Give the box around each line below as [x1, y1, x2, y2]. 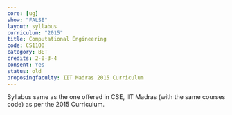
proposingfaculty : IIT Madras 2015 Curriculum [7, 74, 144, 81]
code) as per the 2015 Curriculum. [7, 101, 105, 109]
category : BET [7, 49, 48, 56]
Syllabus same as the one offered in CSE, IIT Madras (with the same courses [7, 93, 226, 101]
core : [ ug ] [7, 10, 39, 17]
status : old [7, 67, 42, 74]
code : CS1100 [7, 42, 45, 49]
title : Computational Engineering [7, 36, 107, 43]
